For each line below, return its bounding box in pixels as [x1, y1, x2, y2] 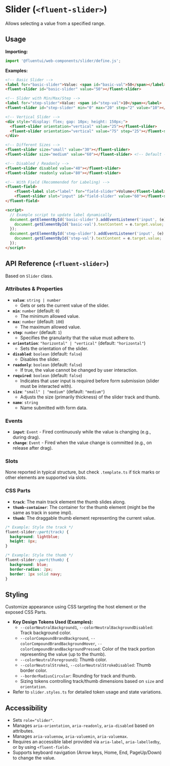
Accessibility [5, 704, 48, 712]
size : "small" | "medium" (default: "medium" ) [12, 388, 105, 394]
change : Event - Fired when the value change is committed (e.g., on [12, 440, 152, 446]
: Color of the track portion [99, 646, 155, 652]
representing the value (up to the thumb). [20, 651, 106, 658]
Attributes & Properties [5, 285, 63, 293]
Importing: [5, 48, 28, 54]
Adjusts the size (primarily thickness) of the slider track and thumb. [20, 394, 160, 400]
